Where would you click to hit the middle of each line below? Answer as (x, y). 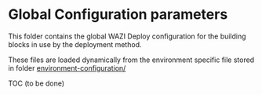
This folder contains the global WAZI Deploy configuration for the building (127, 36)
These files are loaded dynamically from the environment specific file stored (131, 60)
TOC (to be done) (36, 83)
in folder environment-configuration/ (67, 68)
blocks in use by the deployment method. (75, 44)
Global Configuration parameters (118, 15)
